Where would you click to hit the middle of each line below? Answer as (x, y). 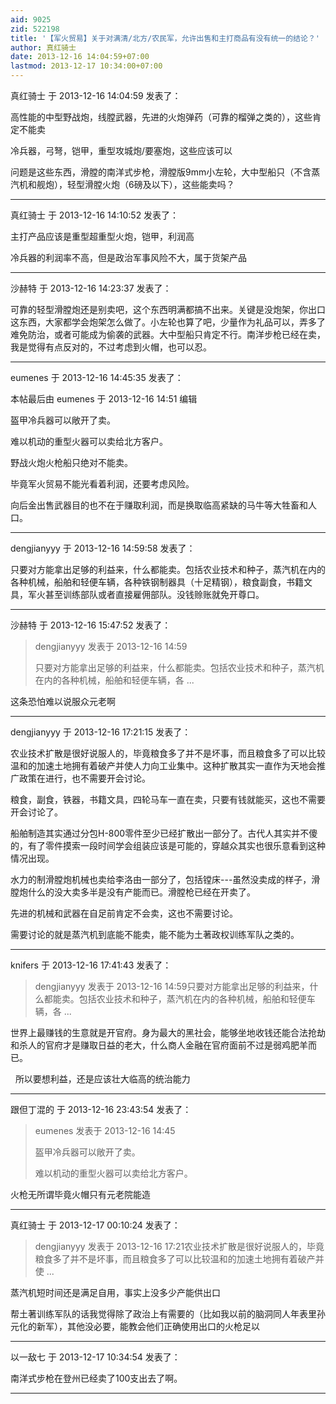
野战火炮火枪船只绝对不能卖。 (71, 462)
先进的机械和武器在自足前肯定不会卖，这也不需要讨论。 (124, 913)
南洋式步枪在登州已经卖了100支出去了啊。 (96, 1378)
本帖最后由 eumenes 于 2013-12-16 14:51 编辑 (104, 399)
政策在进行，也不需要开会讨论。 (84, 778)
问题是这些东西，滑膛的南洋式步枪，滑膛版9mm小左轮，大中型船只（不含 (161, 172)
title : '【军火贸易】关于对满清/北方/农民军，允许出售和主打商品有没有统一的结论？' (165, 38)
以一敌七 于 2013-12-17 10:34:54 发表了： (95, 1357)
